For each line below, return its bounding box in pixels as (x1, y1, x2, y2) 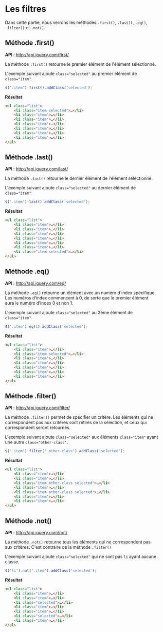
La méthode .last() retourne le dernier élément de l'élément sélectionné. (5, 175, 153, 181)
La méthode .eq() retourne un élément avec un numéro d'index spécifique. (5, 290, 156, 296)
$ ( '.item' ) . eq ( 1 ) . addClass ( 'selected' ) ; (5, 324, 89, 329)
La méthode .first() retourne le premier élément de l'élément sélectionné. (5, 61, 156, 67)
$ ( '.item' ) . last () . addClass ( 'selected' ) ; (5, 200, 91, 204)
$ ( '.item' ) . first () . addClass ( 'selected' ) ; (5, 85, 92, 90)
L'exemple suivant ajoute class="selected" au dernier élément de (5, 185, 136, 191)
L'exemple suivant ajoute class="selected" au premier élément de (5, 71, 137, 76)
